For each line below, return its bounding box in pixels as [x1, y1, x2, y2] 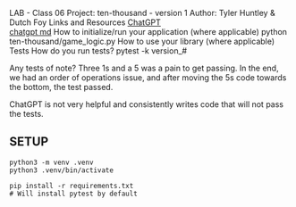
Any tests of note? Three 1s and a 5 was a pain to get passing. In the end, [9, 62, 279, 73]
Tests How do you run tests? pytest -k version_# [9, 46, 188, 56]
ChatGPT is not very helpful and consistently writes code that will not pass [9, 99, 284, 110]
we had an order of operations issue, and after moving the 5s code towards [9, 72, 287, 83]
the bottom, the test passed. [9, 82, 114, 92]
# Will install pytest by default [9, 189, 139, 198]
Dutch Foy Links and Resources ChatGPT [9, 17, 161, 28]
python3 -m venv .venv [9, 158, 94, 167]
